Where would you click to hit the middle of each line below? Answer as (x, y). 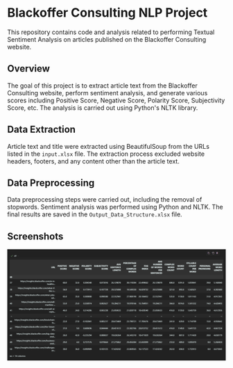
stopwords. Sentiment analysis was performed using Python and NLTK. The (115, 207)
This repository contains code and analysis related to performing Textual (111, 32)
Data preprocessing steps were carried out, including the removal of (105, 200)
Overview (29, 69)
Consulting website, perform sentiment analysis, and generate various (107, 93)
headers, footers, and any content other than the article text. (94, 161)
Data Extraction (42, 130)
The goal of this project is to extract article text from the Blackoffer (102, 86)
